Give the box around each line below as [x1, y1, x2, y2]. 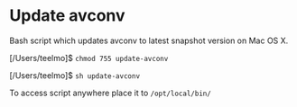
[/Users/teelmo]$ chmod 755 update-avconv [9, 52, 169, 63]
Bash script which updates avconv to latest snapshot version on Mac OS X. [9, 35, 289, 46]
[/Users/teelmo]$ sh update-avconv [9, 69, 141, 81]
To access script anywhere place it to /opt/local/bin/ [9, 87, 212, 98]
